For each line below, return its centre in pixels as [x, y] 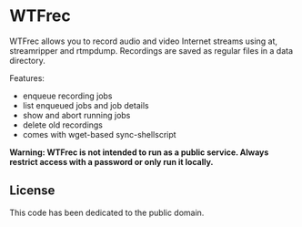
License [32, 191]
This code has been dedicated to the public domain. [107, 212]
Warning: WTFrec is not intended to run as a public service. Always [139, 152]
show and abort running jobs [76, 115]
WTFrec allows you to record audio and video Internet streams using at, [144, 41]
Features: [27, 77]
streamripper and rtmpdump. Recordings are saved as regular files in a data [151, 50]
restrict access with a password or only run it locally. [111, 161]
